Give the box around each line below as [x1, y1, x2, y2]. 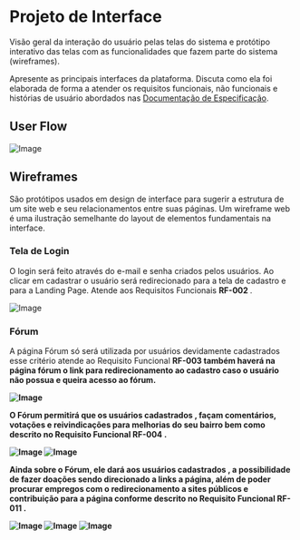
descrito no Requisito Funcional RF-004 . [9, 429, 168, 440]
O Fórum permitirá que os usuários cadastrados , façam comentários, [9, 410, 276, 421]
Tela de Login [9, 245, 70, 258]
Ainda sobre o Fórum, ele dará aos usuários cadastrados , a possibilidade [9, 465, 291, 476]
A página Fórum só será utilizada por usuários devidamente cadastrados [9, 346, 281, 357]
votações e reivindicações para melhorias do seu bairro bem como [9, 419, 266, 430]
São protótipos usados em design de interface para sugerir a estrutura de [9, 193, 285, 204]
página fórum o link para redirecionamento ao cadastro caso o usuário [9, 365, 279, 376]
